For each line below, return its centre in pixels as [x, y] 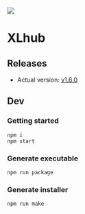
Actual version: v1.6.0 [47, 80]
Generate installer [38, 189]
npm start [21, 141]
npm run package [30, 172]
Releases [27, 63]
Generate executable [43, 158]
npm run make [26, 204]
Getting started [33, 121]
